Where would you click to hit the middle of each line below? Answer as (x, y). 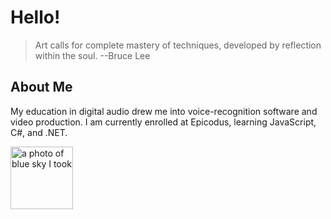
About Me (41, 87)
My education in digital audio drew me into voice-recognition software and (164, 111)
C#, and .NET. (39, 132)
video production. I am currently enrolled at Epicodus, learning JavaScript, (163, 122)
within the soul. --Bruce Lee (92, 55)
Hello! (35, 17)
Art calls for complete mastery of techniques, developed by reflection (178, 45)
